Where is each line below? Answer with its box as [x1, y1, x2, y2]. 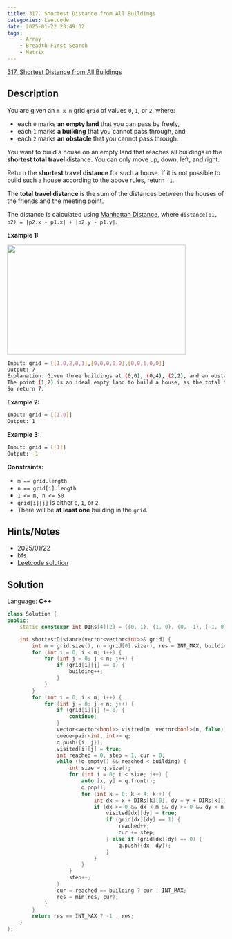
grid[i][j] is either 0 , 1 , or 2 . [17, 498, 100, 506]
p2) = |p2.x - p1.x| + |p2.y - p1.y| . [7, 217, 117, 226]
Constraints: [7, 463, 44, 471]
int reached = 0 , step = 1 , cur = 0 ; [56, 752, 166, 759]
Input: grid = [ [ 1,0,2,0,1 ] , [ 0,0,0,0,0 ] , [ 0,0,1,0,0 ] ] [7, 359, 166, 367]
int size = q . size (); [68, 764, 131, 772]
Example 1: [7, 231, 39, 239]
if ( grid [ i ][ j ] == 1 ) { [56, 662, 126, 669]
